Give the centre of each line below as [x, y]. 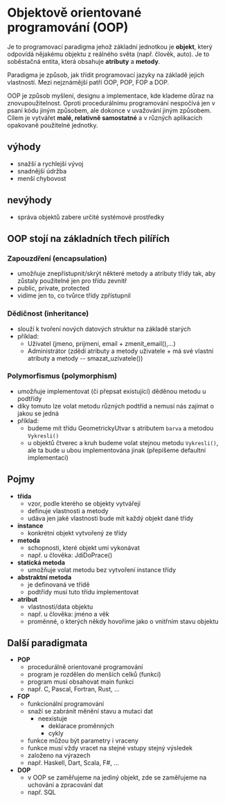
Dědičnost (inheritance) [48, 313]
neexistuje [53, 718]
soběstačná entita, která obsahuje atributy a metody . [84, 61]
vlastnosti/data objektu [60, 606]
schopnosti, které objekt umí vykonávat [83, 547]
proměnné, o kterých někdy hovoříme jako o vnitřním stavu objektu [123, 621]
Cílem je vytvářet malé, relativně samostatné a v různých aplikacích [105, 118]
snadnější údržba [42, 171]
